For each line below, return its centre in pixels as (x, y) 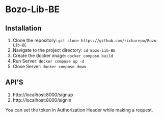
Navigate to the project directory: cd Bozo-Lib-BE (64, 50)
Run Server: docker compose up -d (49, 61)
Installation (23, 28)
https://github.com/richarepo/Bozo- (120, 41)
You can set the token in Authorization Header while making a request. (79, 110)
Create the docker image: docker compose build (63, 55)
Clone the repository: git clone (46, 40)
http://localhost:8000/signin (42, 100)
